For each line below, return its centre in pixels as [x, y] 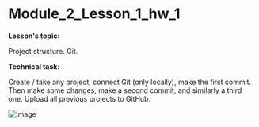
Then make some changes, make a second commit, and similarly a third [125, 90]
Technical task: [34, 66]
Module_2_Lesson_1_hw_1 [94, 14]
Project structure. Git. [43, 51]
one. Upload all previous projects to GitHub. [80, 98]
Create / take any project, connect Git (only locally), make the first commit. [130, 82]
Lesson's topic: [34, 36]
